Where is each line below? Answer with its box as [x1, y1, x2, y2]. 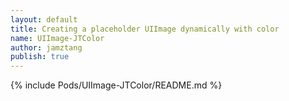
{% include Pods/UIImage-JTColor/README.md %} [10, 79, 223, 91]
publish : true [10, 52, 70, 62]
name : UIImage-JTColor [10, 33, 105, 43]
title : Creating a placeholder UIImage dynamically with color [10, 24, 280, 34]
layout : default [10, 14, 78, 25]
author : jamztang [10, 42, 83, 53]
